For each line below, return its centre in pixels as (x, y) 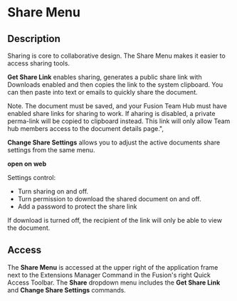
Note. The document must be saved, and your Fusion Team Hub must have (117, 106)
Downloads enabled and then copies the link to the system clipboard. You (115, 85)
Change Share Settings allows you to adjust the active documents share (114, 142)
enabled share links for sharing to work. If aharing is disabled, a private (111, 113)
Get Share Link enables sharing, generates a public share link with (105, 77)
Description (34, 39)
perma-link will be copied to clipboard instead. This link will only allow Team (119, 121)
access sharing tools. (38, 63)
